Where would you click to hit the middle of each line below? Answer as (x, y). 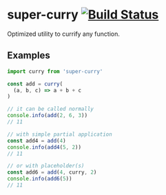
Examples (29, 55)
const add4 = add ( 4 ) (37, 141)
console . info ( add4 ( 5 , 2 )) (44, 147)
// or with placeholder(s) (46, 166)
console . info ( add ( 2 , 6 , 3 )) (48, 116)
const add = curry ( (35, 84)
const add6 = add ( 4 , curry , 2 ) (52, 172)
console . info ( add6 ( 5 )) (40, 179)
